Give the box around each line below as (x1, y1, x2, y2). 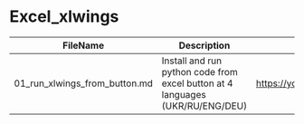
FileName (62, 39, 105, 52)
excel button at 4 (161, 77, 233, 90)
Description (178, 39, 231, 52)
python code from (161, 65, 238, 78)
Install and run (161, 54, 223, 67)
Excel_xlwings (9, 6, 119, 27)
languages (161, 88, 206, 100)
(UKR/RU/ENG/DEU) (161, 100, 247, 112)
